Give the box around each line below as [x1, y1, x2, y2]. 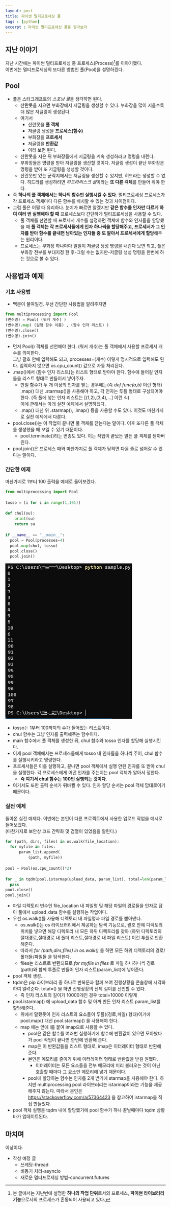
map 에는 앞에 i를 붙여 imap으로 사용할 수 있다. [20, 1024, 114, 1030]
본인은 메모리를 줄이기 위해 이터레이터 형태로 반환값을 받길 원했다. [27, 1056, 159, 1062]
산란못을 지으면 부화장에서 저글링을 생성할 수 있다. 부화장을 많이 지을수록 [20, 102, 164, 108]
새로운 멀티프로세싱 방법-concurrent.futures [20, 1174, 110, 1180]
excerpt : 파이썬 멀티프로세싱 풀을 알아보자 [5, 25, 88, 30]
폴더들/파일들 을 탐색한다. [20, 954, 71, 960]
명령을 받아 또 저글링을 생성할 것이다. [20, 166, 94, 172]
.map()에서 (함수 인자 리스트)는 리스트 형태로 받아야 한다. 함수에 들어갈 [12, 368, 154, 375]
